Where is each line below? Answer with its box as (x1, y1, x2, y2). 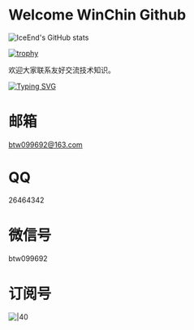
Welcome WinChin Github (8, 6, 187, 24)
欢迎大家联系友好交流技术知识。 (8, 65, 115, 75)
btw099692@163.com (8, 140, 83, 150)
